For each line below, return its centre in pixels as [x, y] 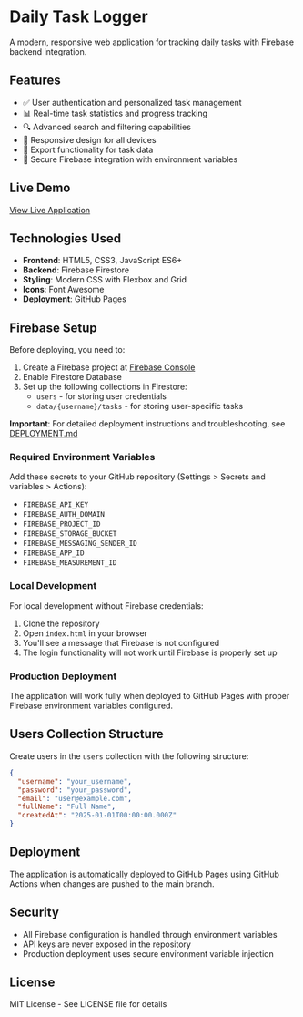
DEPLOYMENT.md [44, 434]
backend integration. [48, 51]
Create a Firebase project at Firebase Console [109, 367]
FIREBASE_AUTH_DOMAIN [63, 515]
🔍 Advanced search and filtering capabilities [106, 127]
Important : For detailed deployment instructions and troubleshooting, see [147, 424]
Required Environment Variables [82, 457]
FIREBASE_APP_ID [53, 553]
